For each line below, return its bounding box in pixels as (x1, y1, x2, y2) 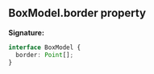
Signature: (8, 27, 44, 37)
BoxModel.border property (8, 6, 147, 20)
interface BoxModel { (8, 43, 81, 51)
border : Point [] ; (15, 51, 74, 59)
